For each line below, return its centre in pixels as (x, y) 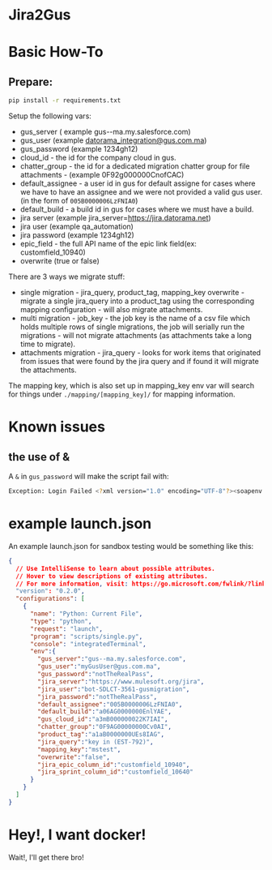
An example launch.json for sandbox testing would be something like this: (131, 546)
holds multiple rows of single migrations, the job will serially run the (132, 327)
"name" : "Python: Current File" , (86, 614)
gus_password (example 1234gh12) (79, 149)
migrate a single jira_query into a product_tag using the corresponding (137, 301)
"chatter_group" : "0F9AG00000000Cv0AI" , (105, 727)
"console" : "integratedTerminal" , (88, 644)
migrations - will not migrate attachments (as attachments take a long (136, 336)
